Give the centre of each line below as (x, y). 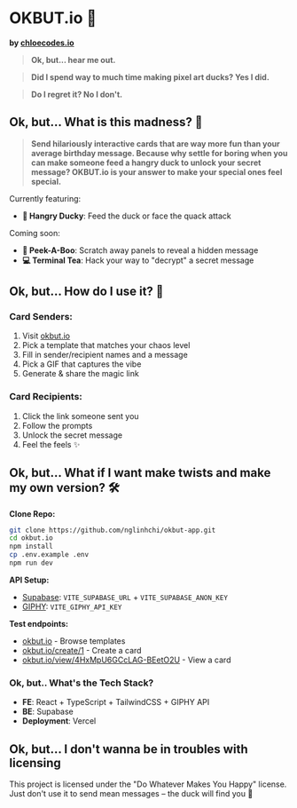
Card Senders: (41, 317)
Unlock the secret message (72, 435)
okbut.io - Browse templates (74, 641)
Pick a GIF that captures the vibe (82, 364)
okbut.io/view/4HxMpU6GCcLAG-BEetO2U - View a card (126, 660)
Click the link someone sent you (80, 416)
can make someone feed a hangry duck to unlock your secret (146, 162)
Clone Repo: (32, 513)
